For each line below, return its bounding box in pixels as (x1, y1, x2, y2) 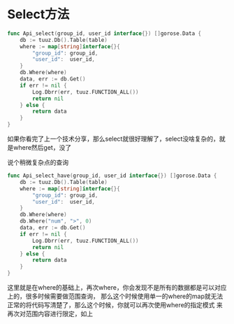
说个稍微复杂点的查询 (7, 158, 68, 167)
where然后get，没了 (13, 143, 72, 152)
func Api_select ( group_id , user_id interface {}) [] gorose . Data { (7, 29, 201, 37)
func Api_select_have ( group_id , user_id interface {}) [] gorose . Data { (7, 172, 217, 179)
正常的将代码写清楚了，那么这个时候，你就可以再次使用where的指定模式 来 (7, 301, 224, 309)
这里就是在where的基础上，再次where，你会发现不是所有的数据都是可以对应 (7, 283, 227, 292)
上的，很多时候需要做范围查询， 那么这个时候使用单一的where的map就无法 (7, 292, 224, 301)
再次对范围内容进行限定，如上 (7, 309, 93, 318)
